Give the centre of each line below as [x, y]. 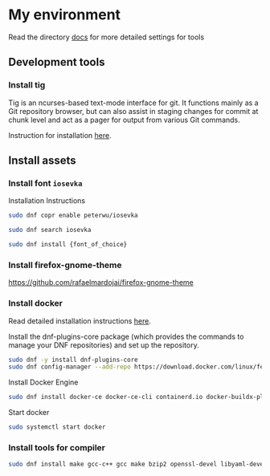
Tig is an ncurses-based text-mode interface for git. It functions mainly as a [133, 103]
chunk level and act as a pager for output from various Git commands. [125, 120]
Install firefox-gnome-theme [65, 265]
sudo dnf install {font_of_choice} [68, 245]
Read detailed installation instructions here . [80, 321]
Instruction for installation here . [60, 135]
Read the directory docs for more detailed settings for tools [106, 37]
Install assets [42, 161]
